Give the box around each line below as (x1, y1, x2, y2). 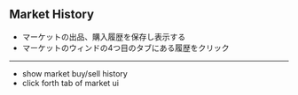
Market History (9, 7, 95, 22)
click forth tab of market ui (21, 77, 120, 88)
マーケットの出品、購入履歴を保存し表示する (21, 31, 186, 42)
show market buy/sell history (21, 68, 129, 78)
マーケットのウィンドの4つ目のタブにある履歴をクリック (21, 42, 230, 53)
